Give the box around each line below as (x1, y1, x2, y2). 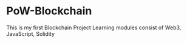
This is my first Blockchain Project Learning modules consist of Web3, (6, 24, 182, 31)
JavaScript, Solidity (6, 30, 55, 37)
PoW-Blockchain (6, 4, 92, 18)
